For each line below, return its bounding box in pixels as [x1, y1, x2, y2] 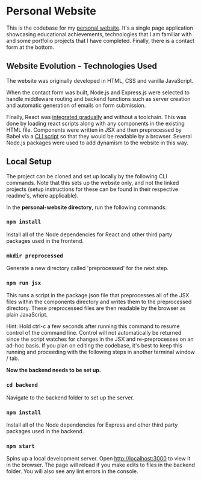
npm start [6, 442, 35, 450]
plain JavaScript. [6, 311, 48, 318]
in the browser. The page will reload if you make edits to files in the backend [6, 461, 196, 469]
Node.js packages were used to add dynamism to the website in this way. [6, 139, 188, 146]
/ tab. [6, 355, 20, 362]
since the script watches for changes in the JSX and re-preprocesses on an [6, 335, 194, 343]
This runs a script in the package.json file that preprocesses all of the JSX [6, 292, 190, 299]
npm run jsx [6, 280, 42, 286]
